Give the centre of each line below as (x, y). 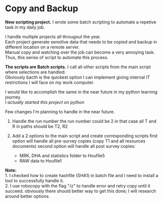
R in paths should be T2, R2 (40, 126)
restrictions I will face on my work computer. (50, 82)
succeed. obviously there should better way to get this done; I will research (81, 191)
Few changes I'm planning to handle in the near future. (60, 112)
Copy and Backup (42, 9)
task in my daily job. (25, 27)
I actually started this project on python (45, 102)
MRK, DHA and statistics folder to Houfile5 (62, 155)
